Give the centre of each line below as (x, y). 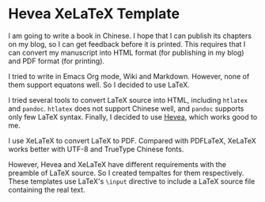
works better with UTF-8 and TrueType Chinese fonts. (96, 149)
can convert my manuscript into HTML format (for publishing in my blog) (126, 52)
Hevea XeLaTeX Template (94, 14)
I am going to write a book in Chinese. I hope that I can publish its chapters (130, 36)
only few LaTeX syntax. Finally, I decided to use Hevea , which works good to (133, 116)
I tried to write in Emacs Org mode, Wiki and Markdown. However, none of (129, 76)
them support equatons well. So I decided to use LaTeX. (99, 85)
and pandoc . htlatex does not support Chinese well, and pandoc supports (126, 109)
